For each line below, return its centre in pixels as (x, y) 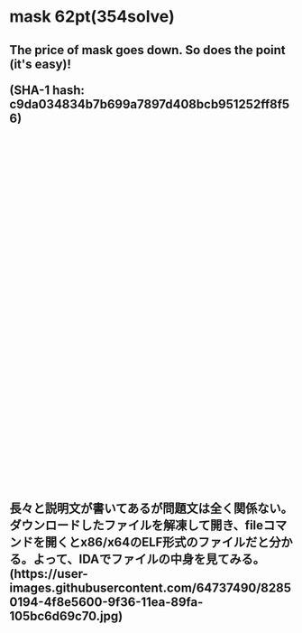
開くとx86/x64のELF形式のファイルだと (157, 542)
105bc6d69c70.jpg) (66, 616)
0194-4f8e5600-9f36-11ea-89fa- (106, 602)
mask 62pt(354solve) (92, 17)
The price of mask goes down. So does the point (147, 50)
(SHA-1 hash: (47, 90)
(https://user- (49, 574)
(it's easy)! (41, 64)
